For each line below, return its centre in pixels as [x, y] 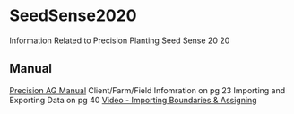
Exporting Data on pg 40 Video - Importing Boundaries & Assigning [133, 100]
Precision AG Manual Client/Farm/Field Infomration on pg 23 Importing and [147, 90]
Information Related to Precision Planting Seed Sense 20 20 [120, 40]
